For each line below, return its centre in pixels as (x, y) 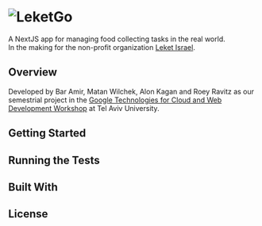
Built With (33, 187)
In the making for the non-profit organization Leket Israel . (102, 47)
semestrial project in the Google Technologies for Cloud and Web (115, 100)
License (28, 214)
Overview (33, 73)
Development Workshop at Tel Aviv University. (84, 108)
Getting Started (47, 134)
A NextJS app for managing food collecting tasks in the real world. (117, 39)
